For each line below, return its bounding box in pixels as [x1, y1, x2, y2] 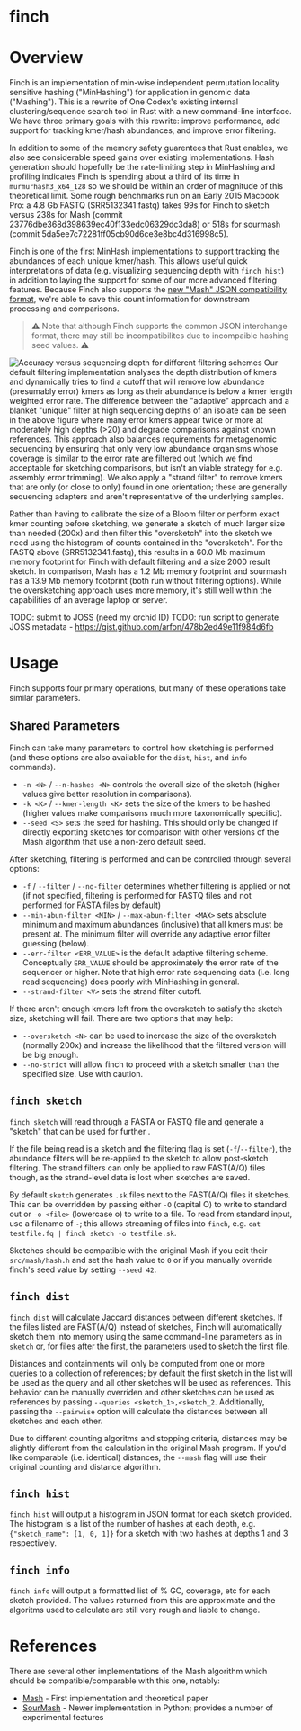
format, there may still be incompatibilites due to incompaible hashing [31, 330, 289, 341]
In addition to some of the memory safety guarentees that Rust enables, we [9, 142, 288, 154]
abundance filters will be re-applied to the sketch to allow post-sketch [9, 1153, 269, 1163]
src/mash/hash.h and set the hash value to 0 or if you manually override [9, 1254, 273, 1265]
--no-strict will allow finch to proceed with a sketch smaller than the [22, 1059, 279, 1070]
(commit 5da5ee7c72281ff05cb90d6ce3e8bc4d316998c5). [9, 229, 229, 239]
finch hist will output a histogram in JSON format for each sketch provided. [9, 1509, 293, 1520]
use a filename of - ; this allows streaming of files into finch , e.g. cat [9, 1217, 261, 1229]
